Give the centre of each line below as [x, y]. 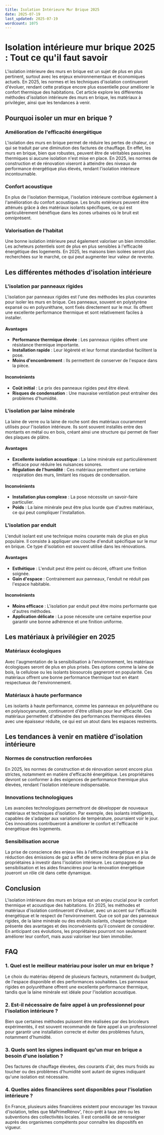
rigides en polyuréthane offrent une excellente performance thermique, [77, 987]
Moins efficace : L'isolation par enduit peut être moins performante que [84, 606]
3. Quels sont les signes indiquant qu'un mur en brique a [73, 1049]
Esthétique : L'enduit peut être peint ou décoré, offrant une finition [79, 568]
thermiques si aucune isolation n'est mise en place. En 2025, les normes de [81, 158]
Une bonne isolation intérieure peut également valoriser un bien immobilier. [81, 241]
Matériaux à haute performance [44, 695]
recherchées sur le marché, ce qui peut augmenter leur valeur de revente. [80, 257]
